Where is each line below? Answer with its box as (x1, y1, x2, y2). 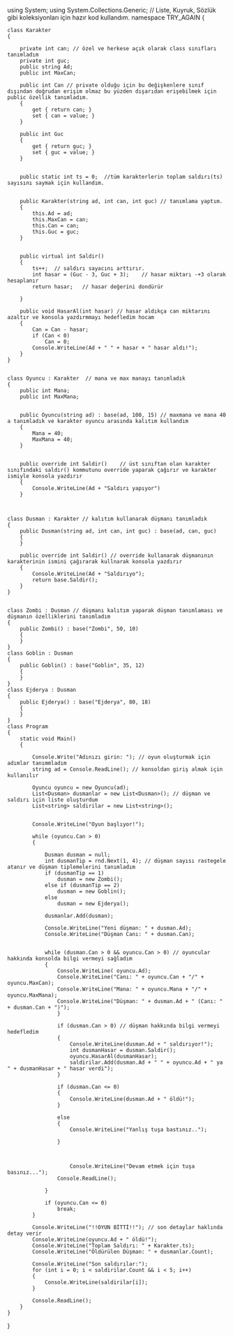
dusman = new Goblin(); (57, 888, 127, 895)
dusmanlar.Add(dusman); (44, 912, 114, 919)
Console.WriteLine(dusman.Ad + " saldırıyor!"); (69, 1041, 214, 1048)
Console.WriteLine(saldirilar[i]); (44, 1279, 149, 1286)
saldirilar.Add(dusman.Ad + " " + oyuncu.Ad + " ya (69, 1059, 223, 1066)
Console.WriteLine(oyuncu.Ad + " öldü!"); (32, 1236, 158, 1243)
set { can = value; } (32, 112, 96, 119)
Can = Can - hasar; (32, 326, 89, 333)
